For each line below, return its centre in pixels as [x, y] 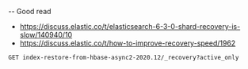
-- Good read [30, 11]
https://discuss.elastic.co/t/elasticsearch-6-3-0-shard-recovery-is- [130, 26]
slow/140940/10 [46, 35]
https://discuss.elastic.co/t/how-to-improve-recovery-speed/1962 [128, 43]
